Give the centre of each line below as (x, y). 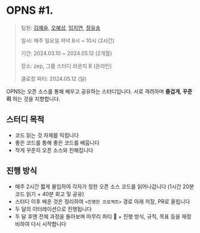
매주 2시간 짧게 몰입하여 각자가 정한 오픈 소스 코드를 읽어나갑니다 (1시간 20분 (104, 186)
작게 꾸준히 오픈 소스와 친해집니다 (54, 150)
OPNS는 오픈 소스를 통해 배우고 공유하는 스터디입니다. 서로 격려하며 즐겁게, (94, 91)
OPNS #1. (30, 10)
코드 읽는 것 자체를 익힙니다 (47, 135)
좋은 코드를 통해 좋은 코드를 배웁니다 (57, 143)
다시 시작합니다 (49, 224)
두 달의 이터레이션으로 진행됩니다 (53, 209)
